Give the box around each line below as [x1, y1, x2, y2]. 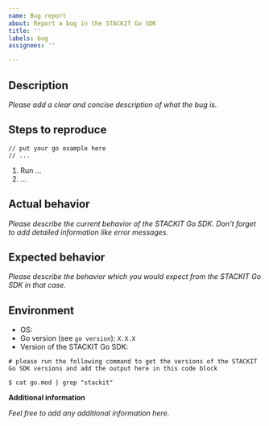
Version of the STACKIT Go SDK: [19, 342, 129, 352]
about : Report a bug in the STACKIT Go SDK [8, 19, 157, 27]
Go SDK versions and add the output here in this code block [8, 365, 218, 373]
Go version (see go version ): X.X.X [19, 334, 136, 343]
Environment [8, 303, 75, 317]
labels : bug [8, 34, 48, 43]
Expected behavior [8, 250, 106, 264]
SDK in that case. [8, 281, 67, 290]
